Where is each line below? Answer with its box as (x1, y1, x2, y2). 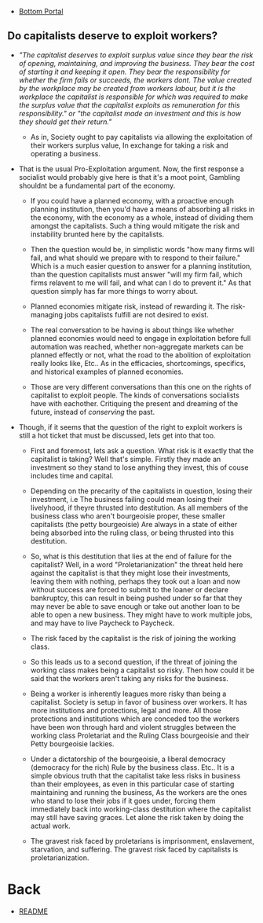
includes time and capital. (30, 471, 114, 480)
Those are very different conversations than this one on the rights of (30, 382, 252, 391)
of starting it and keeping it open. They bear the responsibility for (18, 67, 231, 76)
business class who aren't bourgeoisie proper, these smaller (30, 511, 225, 521)
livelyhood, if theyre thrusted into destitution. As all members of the (30, 503, 249, 512)
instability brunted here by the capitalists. (30, 229, 165, 239)
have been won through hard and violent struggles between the (30, 722, 236, 731)
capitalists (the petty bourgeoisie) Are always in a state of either (30, 519, 238, 529)
